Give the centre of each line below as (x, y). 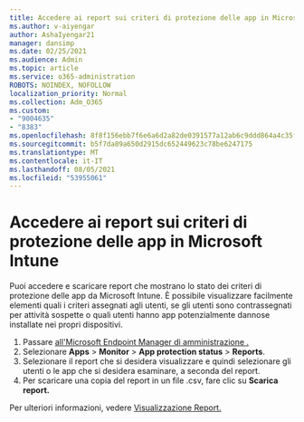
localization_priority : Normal (68, 93)
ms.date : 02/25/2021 (48, 52)
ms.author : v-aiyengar (52, 26)
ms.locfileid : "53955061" (58, 177)
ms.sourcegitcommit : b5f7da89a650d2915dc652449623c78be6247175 (131, 144)
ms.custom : (30, 110)
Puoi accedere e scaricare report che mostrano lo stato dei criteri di (136, 286)
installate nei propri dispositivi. (66, 325)
